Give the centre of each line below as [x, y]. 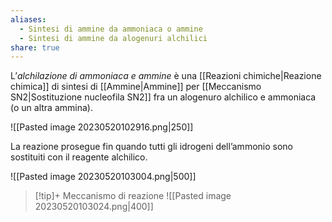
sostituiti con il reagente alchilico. [79, 157]
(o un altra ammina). [51, 108]
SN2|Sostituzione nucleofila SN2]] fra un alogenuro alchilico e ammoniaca [163, 97]
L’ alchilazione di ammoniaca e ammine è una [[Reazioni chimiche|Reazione [166, 76]
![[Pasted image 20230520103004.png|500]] [103, 177]
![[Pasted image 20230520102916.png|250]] [102, 127]
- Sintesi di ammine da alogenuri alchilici [113, 38]
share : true [35, 47]
